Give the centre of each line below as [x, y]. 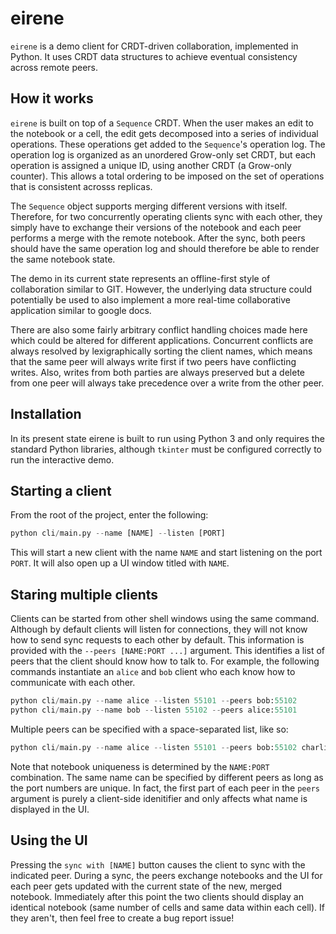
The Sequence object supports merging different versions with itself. [149, 206]
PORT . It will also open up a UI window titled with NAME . [120, 563]
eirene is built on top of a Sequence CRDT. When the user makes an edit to [162, 123]
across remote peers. [54, 67]
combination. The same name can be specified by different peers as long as [167, 777]
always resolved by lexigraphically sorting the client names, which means [161, 351]
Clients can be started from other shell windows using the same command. [165, 619]
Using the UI [49, 840]
